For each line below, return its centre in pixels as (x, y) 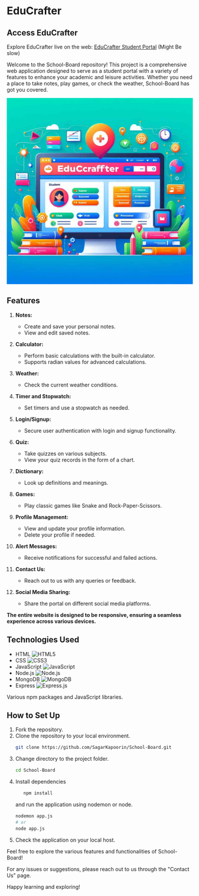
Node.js (25, 673)
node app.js (30, 829)
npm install (38, 793)
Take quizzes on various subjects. (65, 453)
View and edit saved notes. (57, 333)
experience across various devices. (51, 621)
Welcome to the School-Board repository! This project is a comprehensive (97, 64)
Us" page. (19, 875)
